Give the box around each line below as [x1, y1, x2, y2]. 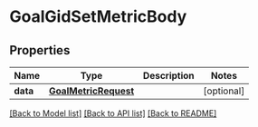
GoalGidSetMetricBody [9, 6, 187, 27]
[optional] [203, 84, 245, 97]
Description [143, 70, 195, 82]
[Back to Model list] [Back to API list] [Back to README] [9, 108, 217, 119]
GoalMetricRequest [48, 84, 135, 97]
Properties [9, 43, 71, 58]
